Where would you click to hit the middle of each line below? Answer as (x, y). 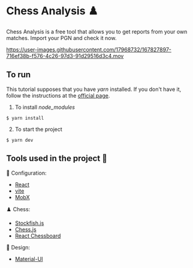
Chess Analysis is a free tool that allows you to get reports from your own (97, 31)
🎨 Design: (18, 247)
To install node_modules (45, 107)
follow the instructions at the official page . (58, 95)
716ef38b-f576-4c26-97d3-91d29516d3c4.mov (65, 56)
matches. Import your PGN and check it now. (61, 38)
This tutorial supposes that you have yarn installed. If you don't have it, (94, 89)
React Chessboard (38, 236)
